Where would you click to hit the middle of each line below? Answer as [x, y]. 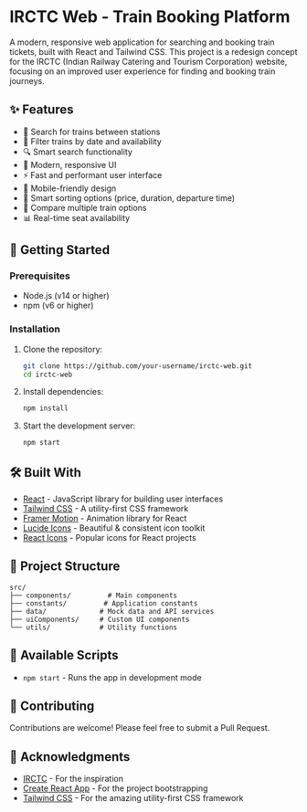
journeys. [27, 80]
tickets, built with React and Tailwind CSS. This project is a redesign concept [153, 51]
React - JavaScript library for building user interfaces [123, 499]
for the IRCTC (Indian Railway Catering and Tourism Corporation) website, [148, 61]
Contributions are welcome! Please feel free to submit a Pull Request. [140, 728]
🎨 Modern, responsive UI [69, 164]
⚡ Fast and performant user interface [92, 174]
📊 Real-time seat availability [76, 217]
